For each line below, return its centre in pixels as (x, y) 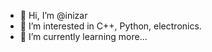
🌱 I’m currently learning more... (83, 36)
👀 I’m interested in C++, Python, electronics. (110, 26)
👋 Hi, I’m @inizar (53, 15)
